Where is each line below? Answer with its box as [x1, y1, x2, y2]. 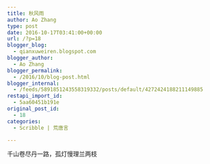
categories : [7, 118, 41, 125]
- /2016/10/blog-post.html [13, 73, 90, 81]
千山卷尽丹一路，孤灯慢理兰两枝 [7, 150, 97, 158]
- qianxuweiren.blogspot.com [13, 49, 96, 55]
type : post [7, 23, 38, 29]
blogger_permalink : [7, 67, 63, 74]
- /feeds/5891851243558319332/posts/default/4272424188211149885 [13, 86, 204, 93]
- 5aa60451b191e [13, 99, 60, 106]
